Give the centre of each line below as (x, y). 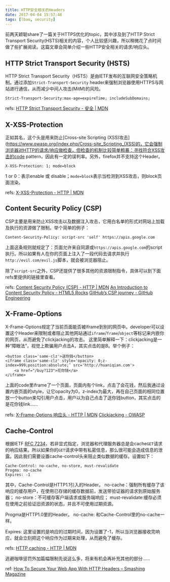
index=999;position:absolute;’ (38, 365)
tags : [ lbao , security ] (30, 19)
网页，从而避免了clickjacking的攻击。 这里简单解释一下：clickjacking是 (83, 339)
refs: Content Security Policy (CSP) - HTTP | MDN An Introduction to (77, 287)
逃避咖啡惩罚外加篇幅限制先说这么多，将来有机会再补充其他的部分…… (78, 559)
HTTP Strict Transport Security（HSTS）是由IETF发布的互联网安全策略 (79, 76)
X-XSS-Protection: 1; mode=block (40, 166)
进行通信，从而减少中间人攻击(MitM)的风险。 (56, 89)
